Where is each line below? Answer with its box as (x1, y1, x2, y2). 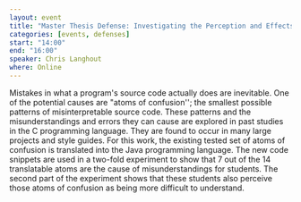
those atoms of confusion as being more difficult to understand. (9, 182, 245, 193)
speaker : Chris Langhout (9, 55, 102, 63)
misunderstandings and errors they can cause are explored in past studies (9, 115, 284, 126)
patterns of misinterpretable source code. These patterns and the (9, 106, 252, 117)
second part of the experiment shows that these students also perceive (9, 173, 273, 183)
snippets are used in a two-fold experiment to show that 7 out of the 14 (9, 154, 271, 164)
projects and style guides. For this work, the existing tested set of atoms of (9, 135, 286, 146)
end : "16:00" (9, 46, 58, 55)
